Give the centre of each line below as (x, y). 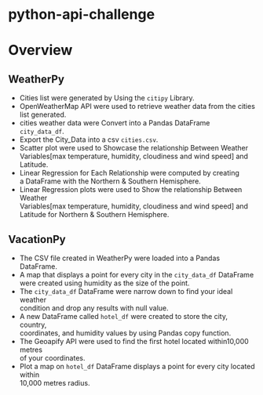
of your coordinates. (52, 358)
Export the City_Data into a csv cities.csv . (89, 140)
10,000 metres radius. (55, 383)
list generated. (43, 114)
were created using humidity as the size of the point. (104, 283)
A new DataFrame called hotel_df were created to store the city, (123, 316)
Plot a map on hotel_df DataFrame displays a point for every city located (137, 366)
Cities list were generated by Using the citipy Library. (107, 98)
